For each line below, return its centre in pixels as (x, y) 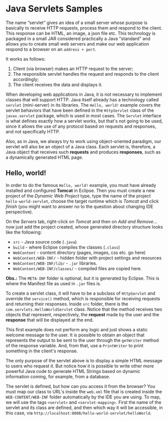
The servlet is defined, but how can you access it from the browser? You (80, 386)
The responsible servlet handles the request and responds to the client (86, 74)
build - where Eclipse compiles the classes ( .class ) (66, 247)
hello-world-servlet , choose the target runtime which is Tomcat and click (82, 201)
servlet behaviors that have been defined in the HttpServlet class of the (80, 110)
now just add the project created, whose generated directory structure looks (84, 227)
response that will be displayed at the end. (50, 320)
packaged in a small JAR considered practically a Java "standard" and (78, 39)
